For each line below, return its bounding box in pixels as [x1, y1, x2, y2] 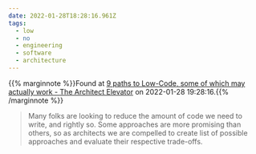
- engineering [15, 42, 63, 50]
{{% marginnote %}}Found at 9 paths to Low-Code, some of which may [8, 78, 246, 88]
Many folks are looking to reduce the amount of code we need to [27, 111, 243, 120]
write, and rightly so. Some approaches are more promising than [27, 120, 242, 129]
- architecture [15, 57, 67, 65]
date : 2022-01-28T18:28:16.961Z [8, 11, 116, 20]
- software [15, 49, 52, 57]
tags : [8, 19, 26, 27]
